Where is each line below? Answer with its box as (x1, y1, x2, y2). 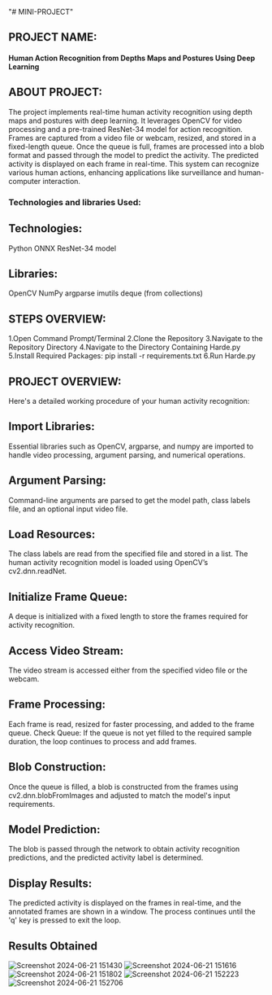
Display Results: (8, 876, 93, 890)
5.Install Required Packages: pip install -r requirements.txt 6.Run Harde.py (8, 351, 256, 361)
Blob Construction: (8, 760, 106, 774)
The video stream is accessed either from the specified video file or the (8, 665, 248, 675)
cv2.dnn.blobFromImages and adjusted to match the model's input (8, 790, 231, 800)
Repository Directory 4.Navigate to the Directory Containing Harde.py (8, 342, 241, 353)
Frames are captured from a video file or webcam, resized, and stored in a (8, 133, 257, 142)
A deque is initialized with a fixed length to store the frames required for (8, 611, 248, 621)
